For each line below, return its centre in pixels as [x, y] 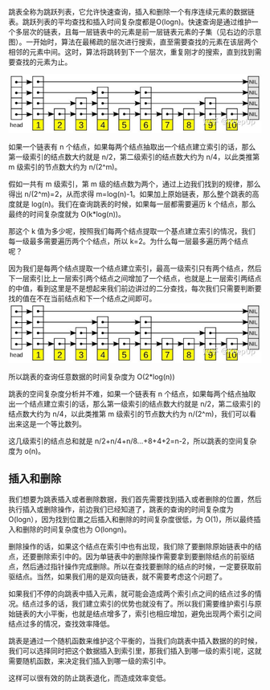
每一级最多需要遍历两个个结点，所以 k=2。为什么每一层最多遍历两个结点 [129, 241]
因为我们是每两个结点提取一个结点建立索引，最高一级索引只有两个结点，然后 [135, 268]
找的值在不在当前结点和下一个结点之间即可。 [82, 299]
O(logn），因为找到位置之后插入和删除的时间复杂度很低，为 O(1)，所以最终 [131, 520]
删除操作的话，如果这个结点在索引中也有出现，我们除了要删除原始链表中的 [131, 547]
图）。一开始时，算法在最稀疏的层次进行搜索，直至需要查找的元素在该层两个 [133, 42]
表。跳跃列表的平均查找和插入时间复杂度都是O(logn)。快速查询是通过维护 [130, 22]
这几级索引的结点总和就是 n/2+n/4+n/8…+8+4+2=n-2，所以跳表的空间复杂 [133, 441]
